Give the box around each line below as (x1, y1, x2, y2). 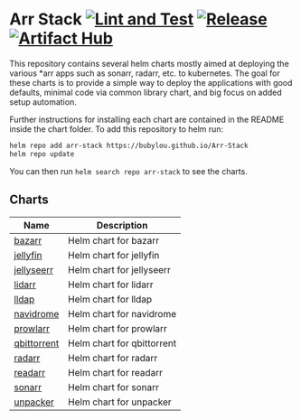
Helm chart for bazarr (67, 234, 160, 247)
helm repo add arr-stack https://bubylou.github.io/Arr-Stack (9, 141, 249, 150)
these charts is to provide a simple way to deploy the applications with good (9, 77, 293, 88)
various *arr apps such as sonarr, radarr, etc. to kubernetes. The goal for (9, 68, 280, 79)
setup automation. (9, 96, 77, 107)
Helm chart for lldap (67, 293, 153, 305)
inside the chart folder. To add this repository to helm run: (9, 123, 224, 135)
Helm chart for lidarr (67, 278, 154, 291)
